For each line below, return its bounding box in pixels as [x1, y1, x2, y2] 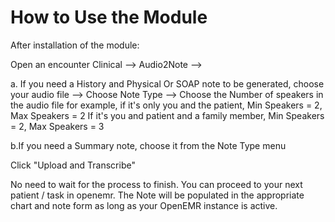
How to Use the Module [10, 6, 208, 29]
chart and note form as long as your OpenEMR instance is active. [10, 199, 278, 211]
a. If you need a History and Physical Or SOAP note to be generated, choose [10, 77, 325, 90]
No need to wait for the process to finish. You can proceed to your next [10, 178, 303, 190]
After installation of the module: [10, 39, 140, 51]
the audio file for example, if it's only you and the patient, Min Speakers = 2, [10, 99, 323, 111]
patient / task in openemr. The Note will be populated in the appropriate [10, 189, 305, 201]
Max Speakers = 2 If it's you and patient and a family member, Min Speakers [10, 109, 325, 121]
